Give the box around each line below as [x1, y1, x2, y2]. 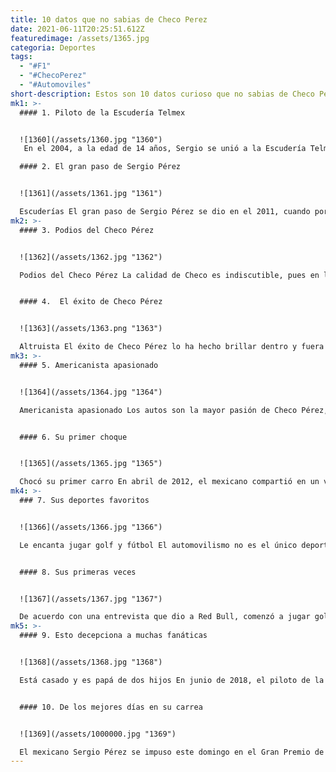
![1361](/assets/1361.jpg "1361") [19, 189, 163, 199]
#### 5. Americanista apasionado [19, 360, 159, 370]
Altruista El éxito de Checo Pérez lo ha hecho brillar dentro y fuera [19, 342, 325, 352]
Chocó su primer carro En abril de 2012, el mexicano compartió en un [19, 477, 320, 487]
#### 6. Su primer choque [19, 432, 128, 442]
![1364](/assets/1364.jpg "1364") [19, 387, 163, 397]
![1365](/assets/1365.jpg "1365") [19, 459, 163, 469]
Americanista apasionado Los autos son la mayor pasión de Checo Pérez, [19, 405, 329, 415]
